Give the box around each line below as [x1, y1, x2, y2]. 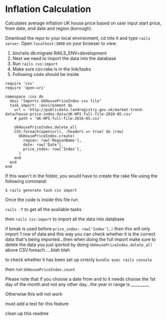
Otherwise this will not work [5, 291, 62, 297]
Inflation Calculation [5, 3, 91, 15]
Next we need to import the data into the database [12, 55, 116, 61]
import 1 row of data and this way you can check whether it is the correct [5, 231, 156, 237]
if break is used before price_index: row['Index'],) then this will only [5, 225, 150, 231]
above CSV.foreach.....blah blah [5, 246, 70, 253]
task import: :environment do [9, 102, 72, 108]
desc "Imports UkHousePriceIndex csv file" [9, 98, 101, 103]
